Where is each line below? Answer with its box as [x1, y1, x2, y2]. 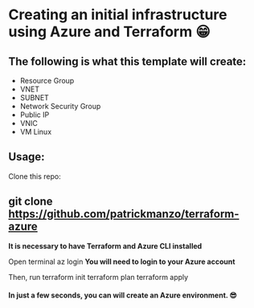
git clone [8, 195, 54, 209]
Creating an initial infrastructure [8, 6, 227, 24]
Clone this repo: [8, 171, 62, 181]
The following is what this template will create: [8, 55, 247, 68]
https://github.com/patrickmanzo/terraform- [8, 207, 240, 221]
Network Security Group [19, 102, 101, 111]
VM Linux [19, 127, 52, 136]
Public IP [19, 110, 50, 120]
